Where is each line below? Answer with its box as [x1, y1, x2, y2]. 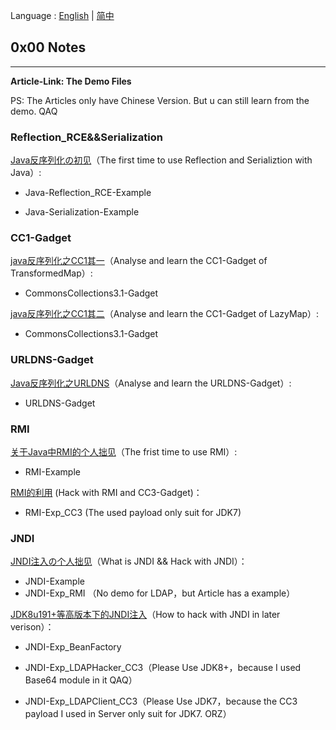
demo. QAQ [10, 105, 58, 117]
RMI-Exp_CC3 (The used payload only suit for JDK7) [24, 507, 242, 518]
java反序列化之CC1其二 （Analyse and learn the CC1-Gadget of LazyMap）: [10, 308, 320, 320]
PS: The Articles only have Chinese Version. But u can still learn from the [10, 94, 310, 106]
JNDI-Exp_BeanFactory [24, 641, 122, 653]
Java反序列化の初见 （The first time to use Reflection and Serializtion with [10, 154, 313, 166]
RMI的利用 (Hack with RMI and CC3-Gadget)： [10, 487, 203, 498]
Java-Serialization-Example [24, 206, 140, 218]
